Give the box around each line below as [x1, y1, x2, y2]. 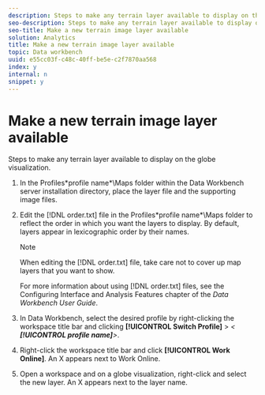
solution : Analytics [8, 33, 77, 42]
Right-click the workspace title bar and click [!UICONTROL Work [19, 345, 230, 355]
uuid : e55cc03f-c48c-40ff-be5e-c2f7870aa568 [8, 56, 157, 64]
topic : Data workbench [8, 48, 83, 56]
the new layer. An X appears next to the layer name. [19, 378, 188, 387]
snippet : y [8, 77, 44, 85]
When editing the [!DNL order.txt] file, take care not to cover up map [19, 258, 242, 267]
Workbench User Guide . [19, 298, 99, 308]
